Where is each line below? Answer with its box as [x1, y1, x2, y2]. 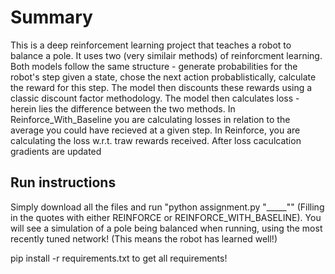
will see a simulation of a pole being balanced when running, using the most [10, 222, 323, 234]
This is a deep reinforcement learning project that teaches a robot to [10, 39, 292, 51]
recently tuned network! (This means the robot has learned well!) [10, 232, 278, 245]
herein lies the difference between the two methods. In [10, 102, 236, 115]
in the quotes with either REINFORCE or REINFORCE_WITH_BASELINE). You [10, 211, 322, 223]
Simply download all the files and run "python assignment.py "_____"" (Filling [10, 201, 325, 213]
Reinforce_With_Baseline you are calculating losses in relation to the [10, 113, 291, 125]
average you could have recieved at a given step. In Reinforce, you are [10, 124, 301, 136]
